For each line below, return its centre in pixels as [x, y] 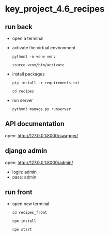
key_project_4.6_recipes [55, 9]
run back [19, 27]
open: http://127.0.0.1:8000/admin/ [39, 162]
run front [19, 192]
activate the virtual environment [44, 48]
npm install [24, 221]
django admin [26, 151]
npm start [22, 230]
